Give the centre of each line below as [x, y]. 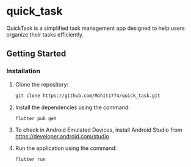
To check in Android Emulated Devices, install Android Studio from [99, 130]
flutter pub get [36, 118]
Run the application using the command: [66, 148]
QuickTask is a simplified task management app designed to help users [95, 28]
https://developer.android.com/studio [62, 137]
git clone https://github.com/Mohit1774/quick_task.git [88, 96]
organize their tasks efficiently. [45, 34]
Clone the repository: [42, 84]
